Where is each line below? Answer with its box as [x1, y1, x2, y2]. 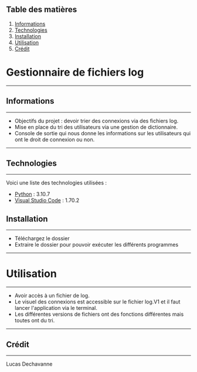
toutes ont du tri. [14, 317, 55, 324]
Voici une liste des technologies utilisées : [6, 179, 107, 186]
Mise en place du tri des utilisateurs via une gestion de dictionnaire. [14, 123, 178, 131]
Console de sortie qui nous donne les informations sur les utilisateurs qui [14, 129, 191, 136]
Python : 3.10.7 [14, 190, 50, 198]
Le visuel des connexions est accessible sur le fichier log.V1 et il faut [14, 298, 181, 305]
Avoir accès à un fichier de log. [14, 292, 90, 299]
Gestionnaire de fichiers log [6, 66, 144, 79]
